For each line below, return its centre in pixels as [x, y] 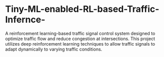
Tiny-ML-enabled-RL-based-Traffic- [82, 9]
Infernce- [25, 20]
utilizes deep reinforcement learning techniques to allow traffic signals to [80, 44]
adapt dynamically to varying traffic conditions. [54, 49]
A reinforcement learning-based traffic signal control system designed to [80, 33]
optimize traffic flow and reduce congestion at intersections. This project [80, 39]
